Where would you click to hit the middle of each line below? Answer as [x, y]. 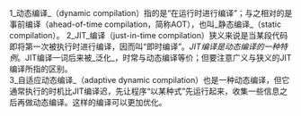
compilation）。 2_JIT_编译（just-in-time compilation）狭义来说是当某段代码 [149, 35]
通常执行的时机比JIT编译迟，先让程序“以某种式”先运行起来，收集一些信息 [145, 91]
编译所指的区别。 [41, 69]
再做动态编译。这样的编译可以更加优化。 [92, 102]
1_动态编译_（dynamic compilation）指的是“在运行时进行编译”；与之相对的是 [151, 13]
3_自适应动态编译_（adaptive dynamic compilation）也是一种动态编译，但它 [150, 80]
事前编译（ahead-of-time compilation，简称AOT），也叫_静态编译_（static [145, 24]
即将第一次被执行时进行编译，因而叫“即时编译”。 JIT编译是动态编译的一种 [145, 46]
